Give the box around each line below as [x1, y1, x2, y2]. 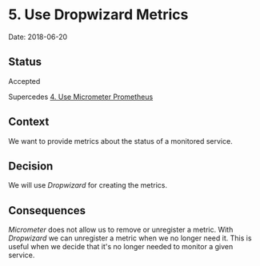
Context [8, 115, 50, 129]
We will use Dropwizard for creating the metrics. [8, 181, 168, 190]
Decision [8, 159, 54, 173]
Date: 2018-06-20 [8, 32, 68, 42]
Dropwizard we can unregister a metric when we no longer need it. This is [8, 233, 252, 243]
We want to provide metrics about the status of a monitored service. [8, 136, 234, 145]
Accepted [8, 76, 41, 85]
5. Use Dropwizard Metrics [8, 6, 189, 24]
